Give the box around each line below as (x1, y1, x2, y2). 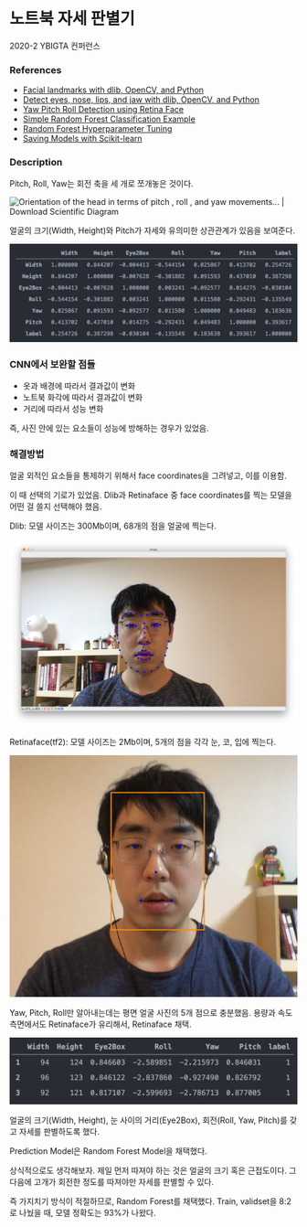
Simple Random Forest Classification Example (22, 113, 196, 124)
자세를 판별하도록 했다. (18, 1126, 101, 1136)
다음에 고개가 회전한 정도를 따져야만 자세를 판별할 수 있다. (9, 1176, 215, 1187)
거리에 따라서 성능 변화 (22, 403, 104, 414)
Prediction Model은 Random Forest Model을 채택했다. (9, 1145, 207, 1157)
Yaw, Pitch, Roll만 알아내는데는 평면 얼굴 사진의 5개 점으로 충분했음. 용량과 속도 (9, 1008, 293, 1019)
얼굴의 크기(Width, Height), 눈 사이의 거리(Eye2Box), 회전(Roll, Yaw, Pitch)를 (9, 1115, 288, 1126)
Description (9, 156, 63, 169)
